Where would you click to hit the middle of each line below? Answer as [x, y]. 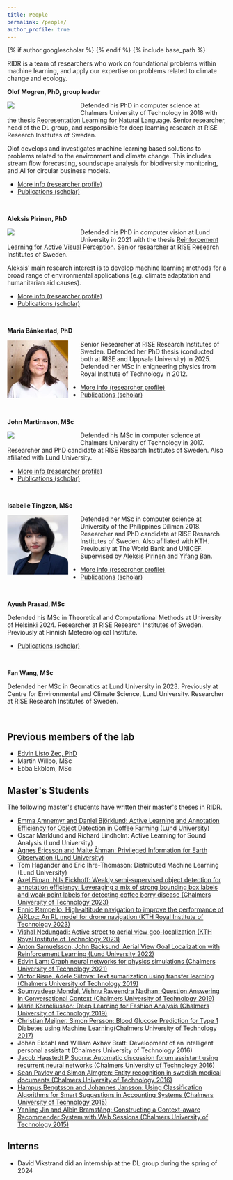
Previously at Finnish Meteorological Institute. [72, 633]
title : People [28, 15]
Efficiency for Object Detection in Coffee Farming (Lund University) [113, 828]
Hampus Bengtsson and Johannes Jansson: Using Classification [110, 1087]
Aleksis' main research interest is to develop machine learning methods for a [117, 268]
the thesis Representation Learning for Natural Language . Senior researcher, [116, 120]
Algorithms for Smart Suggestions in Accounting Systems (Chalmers [115, 1095]
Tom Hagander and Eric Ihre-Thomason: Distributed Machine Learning [118, 865]
